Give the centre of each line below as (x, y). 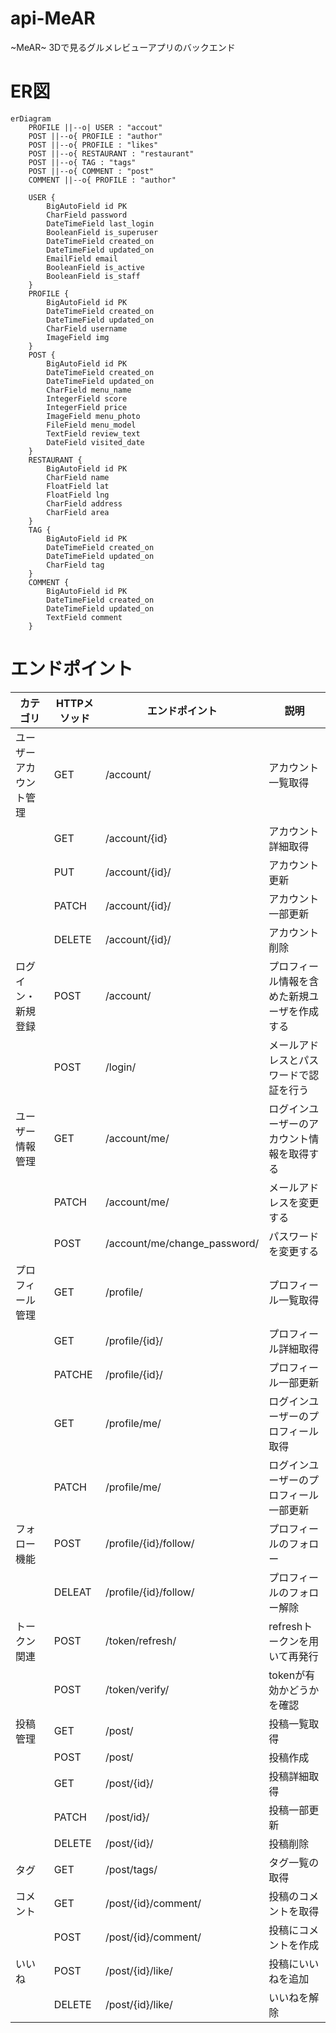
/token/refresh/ (141, 1640)
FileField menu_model (91, 425)
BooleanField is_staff (93, 276)
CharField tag (75, 565)
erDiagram (31, 118)
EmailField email (82, 258)
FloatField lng (78, 495)
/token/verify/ (137, 1689)
